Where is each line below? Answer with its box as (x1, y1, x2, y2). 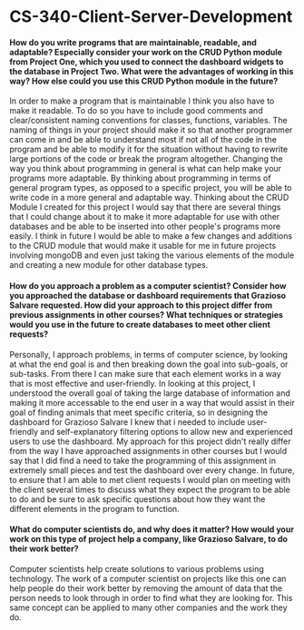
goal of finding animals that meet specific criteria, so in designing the (9, 407, 269, 418)
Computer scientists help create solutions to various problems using (9, 563, 265, 574)
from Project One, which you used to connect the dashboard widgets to (9, 56, 284, 67)
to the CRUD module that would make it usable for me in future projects (9, 241, 277, 251)
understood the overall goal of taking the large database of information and (9, 388, 290, 399)
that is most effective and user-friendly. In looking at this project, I (9, 378, 256, 389)
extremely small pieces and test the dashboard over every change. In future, (9, 465, 295, 476)
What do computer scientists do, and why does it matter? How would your (9, 524, 295, 535)
